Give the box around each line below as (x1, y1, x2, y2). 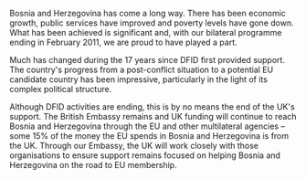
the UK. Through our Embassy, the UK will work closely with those (9, 141, 259, 151)
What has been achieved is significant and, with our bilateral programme (9, 27, 282, 37)
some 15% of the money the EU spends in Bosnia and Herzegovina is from (9, 131, 290, 141)
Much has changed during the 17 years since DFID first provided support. (9, 55, 286, 65)
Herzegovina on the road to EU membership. (9, 160, 177, 170)
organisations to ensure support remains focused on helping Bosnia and (9, 150, 281, 161)
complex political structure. (9, 84, 112, 94)
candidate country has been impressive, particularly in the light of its (9, 74, 268, 85)
